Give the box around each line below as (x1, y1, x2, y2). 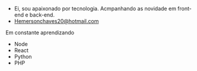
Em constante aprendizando (5, 29, 75, 36)
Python (14, 53, 32, 60)
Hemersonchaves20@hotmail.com (14, 18, 99, 24)
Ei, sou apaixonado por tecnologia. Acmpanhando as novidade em (14, 5, 176, 12)
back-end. (29, 11, 55, 18)
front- (177, 5, 192, 12)
